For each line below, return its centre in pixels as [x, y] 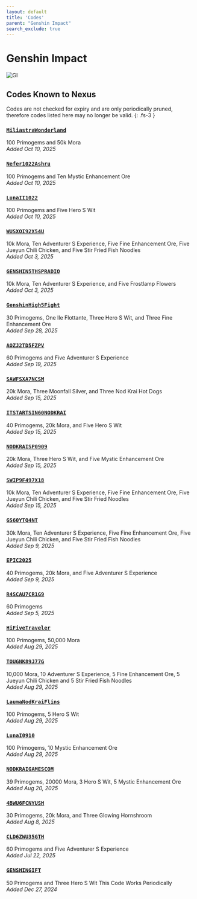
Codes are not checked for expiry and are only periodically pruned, [89, 109]
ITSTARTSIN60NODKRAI [36, 413]
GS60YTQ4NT [22, 520]
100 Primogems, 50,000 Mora [43, 640]
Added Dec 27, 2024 [32, 889]
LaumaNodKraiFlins [33, 702]
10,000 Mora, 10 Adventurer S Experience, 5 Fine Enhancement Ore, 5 [93, 674]
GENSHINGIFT [24, 870]
